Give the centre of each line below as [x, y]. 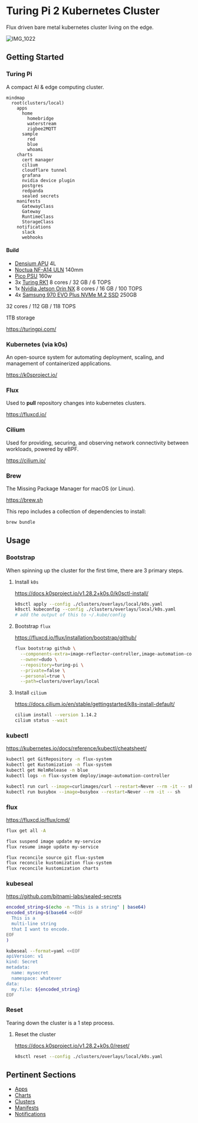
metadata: [18, 967]
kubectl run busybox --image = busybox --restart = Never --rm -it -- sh [93, 792]
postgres [32, 185]
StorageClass [38, 222]
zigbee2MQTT [42, 129]
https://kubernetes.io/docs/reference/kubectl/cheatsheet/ [77, 749]
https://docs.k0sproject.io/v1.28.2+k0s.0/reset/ [72, 1046]
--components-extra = [45, 654]
